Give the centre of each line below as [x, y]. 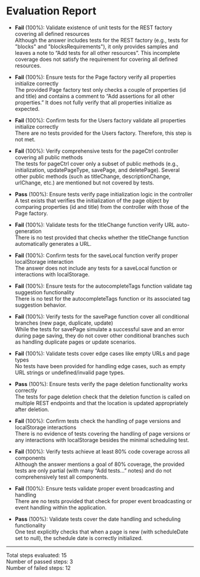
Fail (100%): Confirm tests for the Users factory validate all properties [100, 120]
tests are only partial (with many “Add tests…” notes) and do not [93, 470]
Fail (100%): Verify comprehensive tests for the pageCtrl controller [96, 151]
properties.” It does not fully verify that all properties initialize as [93, 102]
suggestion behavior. [40, 305]
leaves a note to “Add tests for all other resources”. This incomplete [97, 53]
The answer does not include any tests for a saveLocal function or [96, 268]
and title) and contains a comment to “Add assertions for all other [95, 96]
